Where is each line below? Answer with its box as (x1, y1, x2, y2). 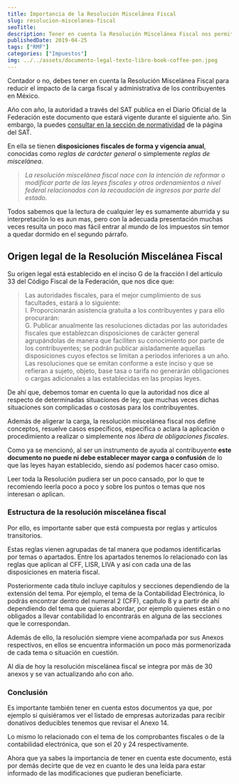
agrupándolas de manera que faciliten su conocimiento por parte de (24, 336, 225, 345)
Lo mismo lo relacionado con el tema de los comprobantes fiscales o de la (7, 733, 225, 741)
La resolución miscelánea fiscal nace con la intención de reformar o (24, 170, 225, 179)
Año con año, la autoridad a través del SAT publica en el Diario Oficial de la (7, 105, 227, 114)
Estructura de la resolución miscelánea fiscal (7, 507, 166, 517)
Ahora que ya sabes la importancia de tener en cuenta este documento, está (7, 754, 232, 763)
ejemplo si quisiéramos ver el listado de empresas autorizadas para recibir (7, 711, 225, 720)
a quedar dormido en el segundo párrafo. (7, 229, 129, 239)
